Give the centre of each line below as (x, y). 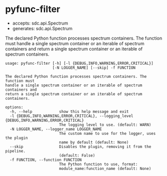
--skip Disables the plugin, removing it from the (80, 146)
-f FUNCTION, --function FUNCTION (46, 160)
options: (14, 107)
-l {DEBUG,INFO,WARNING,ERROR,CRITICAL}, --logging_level (72, 116)
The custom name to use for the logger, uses (107, 133)
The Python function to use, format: (98, 164)
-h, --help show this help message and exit (69, 111)
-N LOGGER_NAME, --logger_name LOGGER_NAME (56, 129)
